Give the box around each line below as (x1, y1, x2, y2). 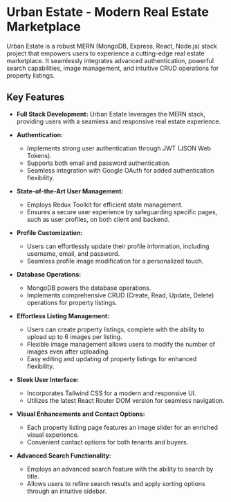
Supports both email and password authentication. (26, 159, 171, 167)
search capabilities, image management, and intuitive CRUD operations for (6, 64, 219, 72)
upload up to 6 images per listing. (26, 332, 122, 340)
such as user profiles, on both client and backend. (26, 215, 170, 223)
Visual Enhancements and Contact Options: (16, 410, 146, 418)
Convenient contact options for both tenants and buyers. (26, 438, 189, 446)
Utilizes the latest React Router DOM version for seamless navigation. (26, 396, 225, 404)
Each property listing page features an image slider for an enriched (26, 423, 219, 431)
